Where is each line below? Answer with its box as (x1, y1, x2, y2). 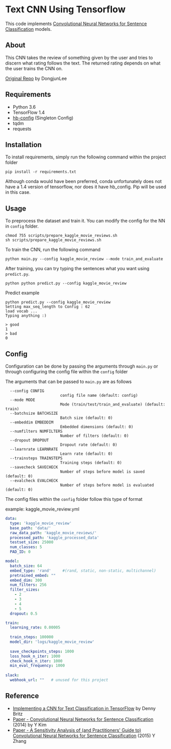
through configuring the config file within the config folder (5, 369, 128, 375)
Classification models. (5, 26, 52, 32)
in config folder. (5, 223, 39, 229)
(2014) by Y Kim (12, 721, 47, 727)
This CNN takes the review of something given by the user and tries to (5, 54, 153, 60)
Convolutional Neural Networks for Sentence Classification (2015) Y (12, 732, 156, 739)
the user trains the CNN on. (5, 65, 63, 71)
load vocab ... (5, 309, 38, 314)
